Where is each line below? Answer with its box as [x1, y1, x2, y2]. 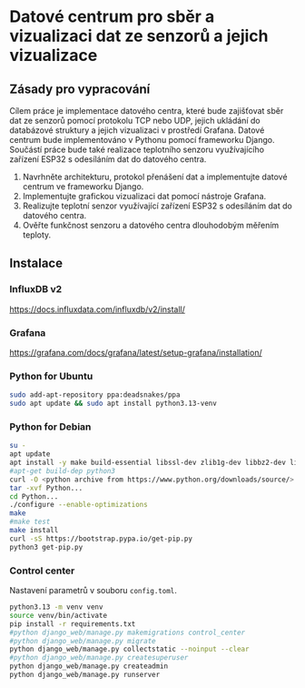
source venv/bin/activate [9, 611, 107, 620]
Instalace [9, 256, 64, 271]
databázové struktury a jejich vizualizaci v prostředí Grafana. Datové [9, 125, 265, 136]
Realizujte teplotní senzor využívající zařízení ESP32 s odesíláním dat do [22, 200, 292, 211]
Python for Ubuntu [9, 369, 93, 382]
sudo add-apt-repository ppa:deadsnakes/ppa [9, 390, 181, 400]
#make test [9, 517, 51, 527]
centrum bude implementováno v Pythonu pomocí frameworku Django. [9, 135, 275, 145]
